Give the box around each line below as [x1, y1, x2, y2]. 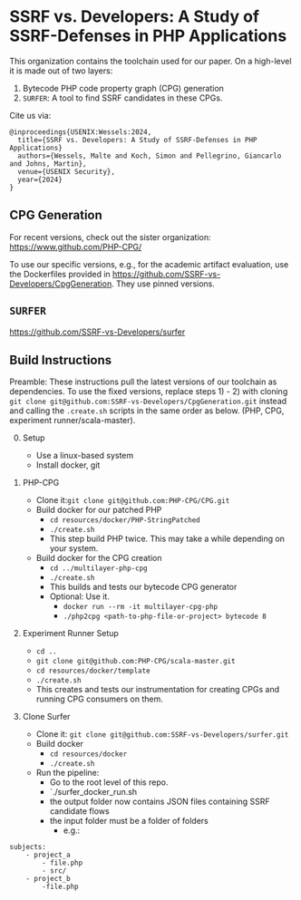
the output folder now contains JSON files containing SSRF [49, 796, 270, 808]
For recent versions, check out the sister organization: [9, 231, 211, 242]
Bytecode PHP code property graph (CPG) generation [22, 82, 225, 93]
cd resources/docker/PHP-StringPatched [49, 516, 201, 525]
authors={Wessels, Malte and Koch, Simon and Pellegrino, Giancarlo [17, 151, 282, 160]
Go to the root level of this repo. [49, 777, 169, 788]
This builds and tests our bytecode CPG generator [49, 582, 238, 593]
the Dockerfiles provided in [9, 268, 111, 279]
